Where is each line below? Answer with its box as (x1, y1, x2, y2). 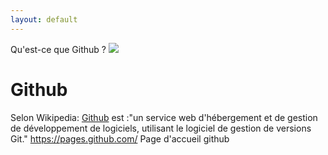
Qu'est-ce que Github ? (10, 43, 107, 55)
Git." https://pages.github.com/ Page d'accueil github (10, 132, 230, 145)
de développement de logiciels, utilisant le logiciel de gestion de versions (10, 122, 312, 134)
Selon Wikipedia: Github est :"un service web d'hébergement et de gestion (10, 111, 318, 123)
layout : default (10, 14, 78, 25)
